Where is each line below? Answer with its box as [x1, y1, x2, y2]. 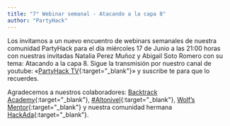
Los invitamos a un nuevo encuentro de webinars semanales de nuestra [7, 36, 217, 45]
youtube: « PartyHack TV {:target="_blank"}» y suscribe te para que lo [7, 67, 210, 75]
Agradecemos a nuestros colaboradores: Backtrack [7, 88, 158, 96]
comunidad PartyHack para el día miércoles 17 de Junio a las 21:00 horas [7, 44, 221, 52]
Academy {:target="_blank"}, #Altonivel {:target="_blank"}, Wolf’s [7, 95, 195, 103]
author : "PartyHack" [7, 17, 69, 24]
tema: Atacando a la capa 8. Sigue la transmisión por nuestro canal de [7, 59, 212, 67]
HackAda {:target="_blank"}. [7, 110, 89, 119]
